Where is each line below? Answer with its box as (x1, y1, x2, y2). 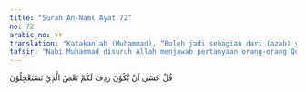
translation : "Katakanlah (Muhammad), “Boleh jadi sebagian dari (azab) (9, 38, 291, 48)
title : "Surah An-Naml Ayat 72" (9, 13, 132, 23)
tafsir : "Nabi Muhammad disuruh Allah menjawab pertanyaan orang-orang (9, 47, 287, 56)
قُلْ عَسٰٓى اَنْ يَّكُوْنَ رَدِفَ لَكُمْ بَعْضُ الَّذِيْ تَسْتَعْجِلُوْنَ (9, 72, 173, 83)
